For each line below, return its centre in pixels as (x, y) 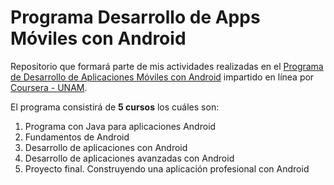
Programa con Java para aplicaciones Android (120, 126)
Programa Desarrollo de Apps (135, 17)
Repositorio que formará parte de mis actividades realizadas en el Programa (167, 66)
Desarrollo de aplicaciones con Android (106, 147)
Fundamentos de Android (77, 137)
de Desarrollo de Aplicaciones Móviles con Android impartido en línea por (162, 77)
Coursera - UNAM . (49, 87)
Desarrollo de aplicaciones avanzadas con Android (129, 158)
